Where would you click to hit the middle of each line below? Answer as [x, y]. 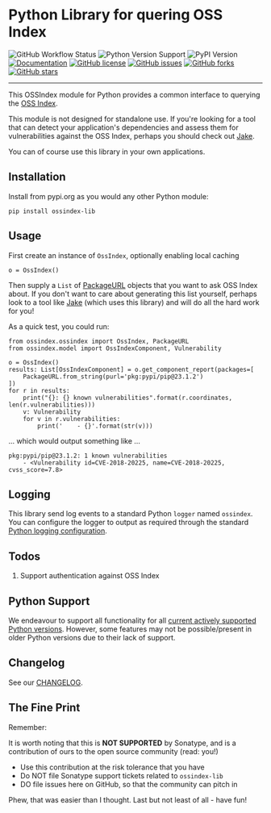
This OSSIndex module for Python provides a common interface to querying [134, 94]
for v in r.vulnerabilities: [72, 419]
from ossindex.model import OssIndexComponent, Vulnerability [115, 348]
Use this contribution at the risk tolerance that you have [112, 767]
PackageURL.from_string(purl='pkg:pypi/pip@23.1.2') [113, 377]
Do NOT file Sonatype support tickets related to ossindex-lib [121, 775]
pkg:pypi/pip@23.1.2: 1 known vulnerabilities [88, 456]
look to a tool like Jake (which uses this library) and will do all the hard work [134, 302]
